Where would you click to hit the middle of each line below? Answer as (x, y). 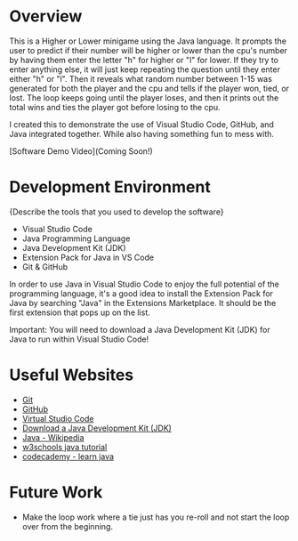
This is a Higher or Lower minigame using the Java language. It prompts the (148, 41)
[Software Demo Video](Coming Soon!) (81, 151)
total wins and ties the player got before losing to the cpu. (115, 107)
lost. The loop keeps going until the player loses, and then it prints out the (144, 97)
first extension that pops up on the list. (80, 312)
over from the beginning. (68, 526)
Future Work (56, 492)
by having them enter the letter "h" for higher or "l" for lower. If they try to (144, 60)
